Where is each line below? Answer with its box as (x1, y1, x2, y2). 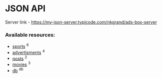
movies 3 (12, 61, 31, 67)
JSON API (5, 3, 46, 14)
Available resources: (5, 31, 55, 38)
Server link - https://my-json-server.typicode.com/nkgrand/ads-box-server (5, 19, 157, 25)
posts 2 (12, 54, 27, 61)
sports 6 (12, 43, 29, 49)
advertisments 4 (12, 49, 45, 55)
